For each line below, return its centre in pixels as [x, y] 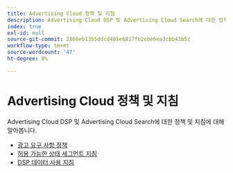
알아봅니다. [22, 130]
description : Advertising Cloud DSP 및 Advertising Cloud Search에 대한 [112, 20]
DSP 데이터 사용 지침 [45, 162]
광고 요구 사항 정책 [42, 145]
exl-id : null [26, 33]
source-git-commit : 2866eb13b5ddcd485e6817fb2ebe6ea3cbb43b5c [99, 39]
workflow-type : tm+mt [38, 46]
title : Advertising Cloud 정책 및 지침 [61, 13]
